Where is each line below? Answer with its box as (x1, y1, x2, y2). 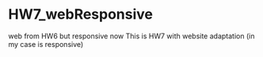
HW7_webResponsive (8, 5, 153, 23)
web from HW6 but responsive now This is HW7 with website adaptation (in (8, 31, 255, 41)
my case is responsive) (8, 39, 84, 48)
